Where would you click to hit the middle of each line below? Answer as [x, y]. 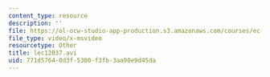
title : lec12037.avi [43, 53]
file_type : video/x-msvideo [55, 38]
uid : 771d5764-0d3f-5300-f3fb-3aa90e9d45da [82, 61]
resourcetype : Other [43, 46]
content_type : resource [48, 16]
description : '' [35, 23]
